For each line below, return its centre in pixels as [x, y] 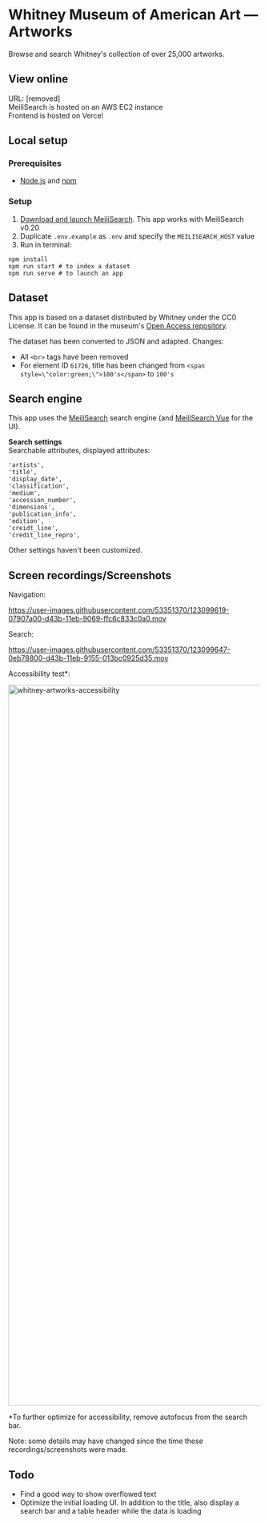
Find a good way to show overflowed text [88, 1494]
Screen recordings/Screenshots [90, 575]
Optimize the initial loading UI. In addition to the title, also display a [129, 1502]
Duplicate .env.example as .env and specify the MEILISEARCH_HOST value [137, 236]
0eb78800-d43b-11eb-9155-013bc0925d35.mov [88, 658]
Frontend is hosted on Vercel [56, 115]
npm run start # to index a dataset [69, 266]
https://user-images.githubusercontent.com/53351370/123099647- [119, 649]
